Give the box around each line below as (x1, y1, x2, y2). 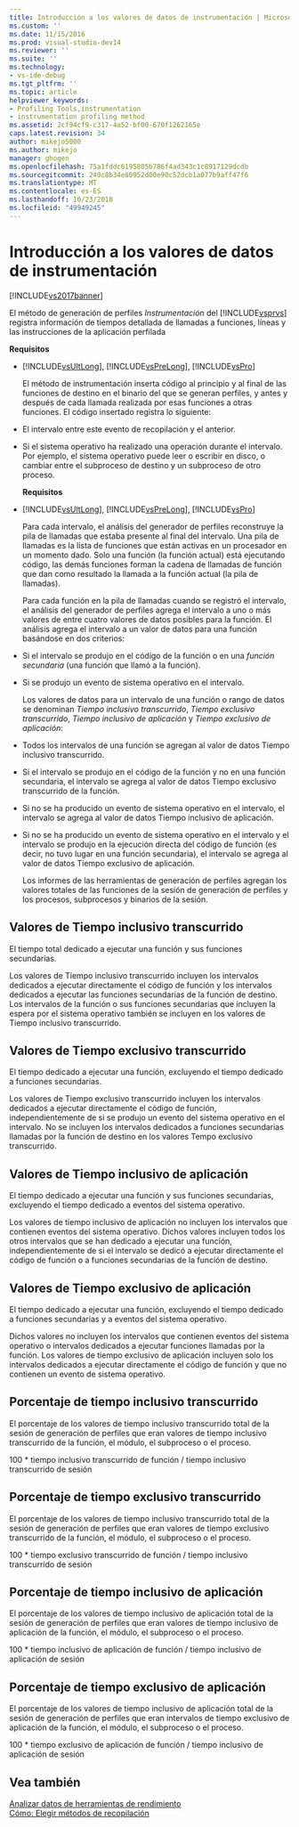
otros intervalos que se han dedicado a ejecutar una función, (9, 1236, 233, 1246)
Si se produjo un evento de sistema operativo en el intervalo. (21, 677, 245, 687)
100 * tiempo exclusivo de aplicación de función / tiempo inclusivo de (9, 1740, 264, 1750)
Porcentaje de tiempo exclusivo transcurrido (9, 1490, 262, 1505)
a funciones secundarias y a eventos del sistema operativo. (9, 1313, 227, 1324)
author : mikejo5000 (9, 137, 82, 146)
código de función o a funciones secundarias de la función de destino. (9, 1255, 269, 1265)
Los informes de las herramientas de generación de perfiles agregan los (21, 874, 287, 886)
